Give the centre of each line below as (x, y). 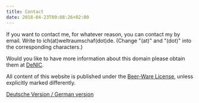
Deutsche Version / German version (50, 94)
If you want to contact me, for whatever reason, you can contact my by (93, 34)
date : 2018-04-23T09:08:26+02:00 (48, 17)
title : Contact (25, 12)
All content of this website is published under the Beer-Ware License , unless (100, 76)
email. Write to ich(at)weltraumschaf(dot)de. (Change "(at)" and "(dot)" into (99, 40)
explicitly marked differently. (41, 82)
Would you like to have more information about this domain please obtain (96, 58)
